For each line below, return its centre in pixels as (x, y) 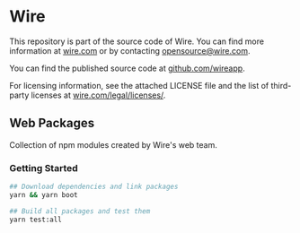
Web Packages (52, 123)
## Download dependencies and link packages (94, 187)
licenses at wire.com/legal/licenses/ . (98, 95)
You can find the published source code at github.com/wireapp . (127, 68)
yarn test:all (36, 220)
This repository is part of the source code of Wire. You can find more (137, 41)
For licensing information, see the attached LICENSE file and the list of (139, 85)
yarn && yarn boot (44, 194)
